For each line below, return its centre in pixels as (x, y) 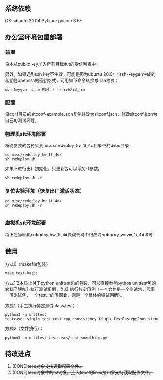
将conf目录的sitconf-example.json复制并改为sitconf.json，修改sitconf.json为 (81, 114)
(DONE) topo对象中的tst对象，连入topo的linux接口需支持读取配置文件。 (83, 372)
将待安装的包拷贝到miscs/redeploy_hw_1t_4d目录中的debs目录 (67, 145)
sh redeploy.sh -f (24, 178)
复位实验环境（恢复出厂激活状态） (45, 191)
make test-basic (21, 273)
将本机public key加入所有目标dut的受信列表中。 (53, 64)
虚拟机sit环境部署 (25, 223)
